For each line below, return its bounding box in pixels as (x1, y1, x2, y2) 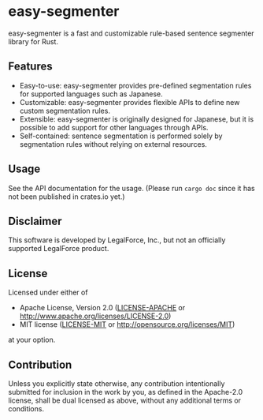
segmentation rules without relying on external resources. (19, 139, 207, 148)
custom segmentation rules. (19, 106, 110, 115)
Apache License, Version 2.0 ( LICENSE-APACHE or (19, 303, 186, 313)
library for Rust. (8, 36, 59, 46)
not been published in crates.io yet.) (8, 192, 125, 201)
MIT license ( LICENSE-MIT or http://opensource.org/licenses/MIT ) (19, 320, 235, 329)
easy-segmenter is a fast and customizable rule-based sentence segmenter (8, 28, 254, 38)
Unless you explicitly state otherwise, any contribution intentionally (8, 379, 225, 388)
